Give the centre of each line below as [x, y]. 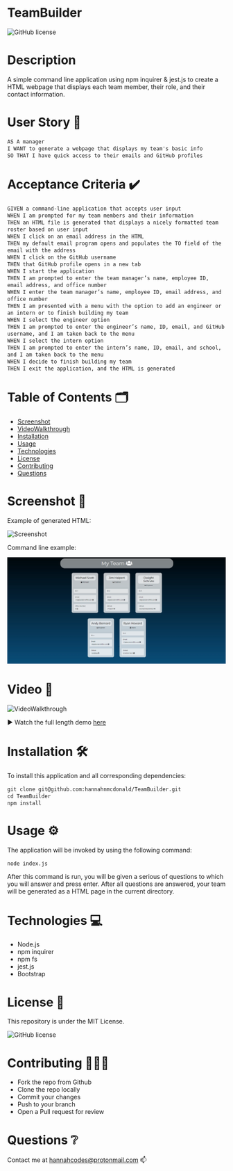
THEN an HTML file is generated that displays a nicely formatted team [113, 223]
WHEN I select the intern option [55, 341]
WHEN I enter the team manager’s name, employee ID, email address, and [114, 292]
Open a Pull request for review [61, 1112]
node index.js [28, 864]
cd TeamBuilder [29, 796]
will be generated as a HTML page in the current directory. [91, 891]
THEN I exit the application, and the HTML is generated [91, 369]
